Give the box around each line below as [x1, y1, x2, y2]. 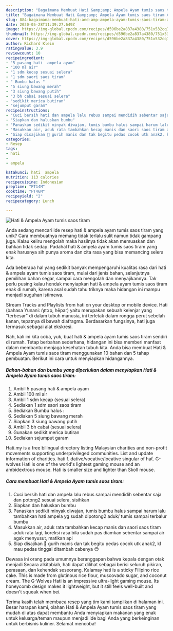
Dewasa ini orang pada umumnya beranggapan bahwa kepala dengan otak [6, 556, 165, 562]
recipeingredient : [6, 55, 45, 61]
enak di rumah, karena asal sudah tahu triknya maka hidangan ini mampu [6, 286, 160, 292]
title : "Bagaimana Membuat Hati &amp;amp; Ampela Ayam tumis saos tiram [6, 12, 165, 17]
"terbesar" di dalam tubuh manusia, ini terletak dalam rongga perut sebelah [6, 312, 165, 319]
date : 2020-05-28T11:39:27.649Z [6, 22, 75, 27]
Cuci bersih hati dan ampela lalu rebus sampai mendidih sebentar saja [13, 491, 162, 497]
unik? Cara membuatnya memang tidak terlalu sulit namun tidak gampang [6, 232, 161, 239]
